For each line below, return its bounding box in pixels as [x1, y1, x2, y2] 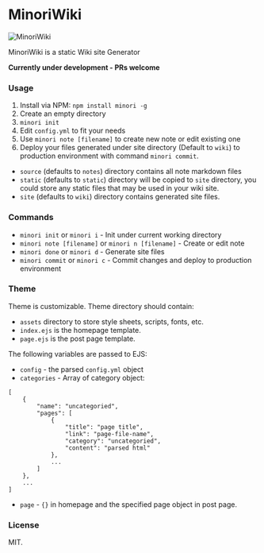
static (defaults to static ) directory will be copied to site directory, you [19, 175, 257, 184]
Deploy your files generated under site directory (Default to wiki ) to [19, 143, 240, 153]
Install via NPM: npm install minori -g [19, 101, 147, 110]
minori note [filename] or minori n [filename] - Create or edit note [19, 238, 245, 248]
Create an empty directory [19, 109, 106, 118]
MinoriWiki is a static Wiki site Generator [8, 47, 140, 56]
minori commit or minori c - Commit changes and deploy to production [19, 255, 252, 265]
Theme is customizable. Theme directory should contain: [8, 301, 194, 311]
